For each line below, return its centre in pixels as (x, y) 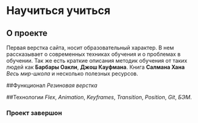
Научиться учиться (58, 11)
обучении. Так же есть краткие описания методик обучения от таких (97, 61)
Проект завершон (34, 113)
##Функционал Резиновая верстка (52, 85)
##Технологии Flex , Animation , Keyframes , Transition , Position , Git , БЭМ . (99, 97)
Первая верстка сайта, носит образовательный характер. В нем (90, 47)
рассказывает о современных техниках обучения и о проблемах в (94, 54)
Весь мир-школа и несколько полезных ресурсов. (72, 73)
